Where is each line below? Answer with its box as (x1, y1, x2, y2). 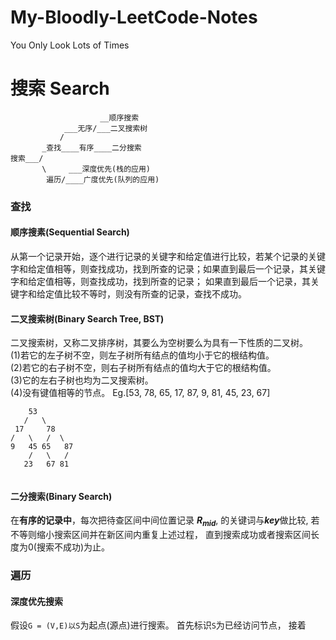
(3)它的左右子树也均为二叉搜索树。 (10, 374, 154, 386)
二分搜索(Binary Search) (10, 490, 113, 502)
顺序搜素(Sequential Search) (10, 226, 130, 238)
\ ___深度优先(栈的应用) (41, 164, 151, 174)
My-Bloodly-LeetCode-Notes (10, 6, 258, 29)
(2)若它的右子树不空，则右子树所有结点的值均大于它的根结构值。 (10, 362, 277, 374)
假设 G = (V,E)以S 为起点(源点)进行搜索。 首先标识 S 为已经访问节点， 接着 (10, 619, 307, 631)
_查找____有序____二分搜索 (41, 142, 142, 153)
